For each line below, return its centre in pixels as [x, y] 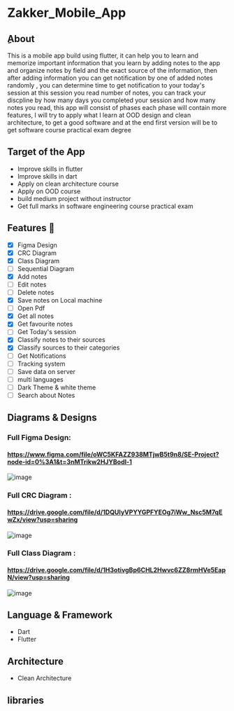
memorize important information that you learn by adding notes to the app [114, 63]
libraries [25, 700]
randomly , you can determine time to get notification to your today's [106, 85]
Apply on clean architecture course [68, 184]
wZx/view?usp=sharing [43, 519]
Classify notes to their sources [61, 340]
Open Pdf [31, 308]
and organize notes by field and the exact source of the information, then [112, 70]
